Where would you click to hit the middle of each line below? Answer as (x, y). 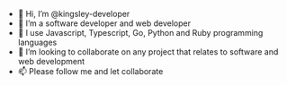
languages (37, 42)
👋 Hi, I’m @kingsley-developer (74, 14)
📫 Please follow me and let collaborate (90, 71)
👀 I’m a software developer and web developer (104, 23)
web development (51, 61)
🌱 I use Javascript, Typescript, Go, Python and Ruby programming (140, 33)
